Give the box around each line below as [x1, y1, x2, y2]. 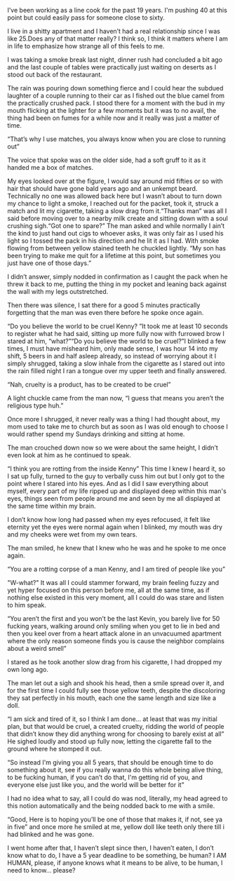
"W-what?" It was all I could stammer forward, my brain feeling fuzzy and [7, 579, 220, 586]
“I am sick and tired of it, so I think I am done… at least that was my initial [7, 715, 217, 723]
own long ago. [7, 666, 49, 673]
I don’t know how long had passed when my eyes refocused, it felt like [7, 516, 210, 523]
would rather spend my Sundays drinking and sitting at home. [7, 430, 185, 438]
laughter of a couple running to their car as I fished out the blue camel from [7, 91, 225, 100]
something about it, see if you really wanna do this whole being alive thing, [7, 766, 223, 774]
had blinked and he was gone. [7, 830, 95, 838]
